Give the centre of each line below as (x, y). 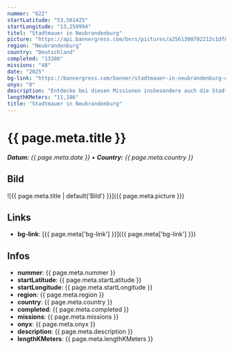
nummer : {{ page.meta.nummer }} (66, 273)
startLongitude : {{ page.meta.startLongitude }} (85, 288)
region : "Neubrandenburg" (44, 46)
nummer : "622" (28, 14)
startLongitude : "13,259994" (49, 26)
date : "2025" (26, 71)
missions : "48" (29, 65)
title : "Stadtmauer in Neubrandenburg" (65, 104)
